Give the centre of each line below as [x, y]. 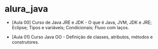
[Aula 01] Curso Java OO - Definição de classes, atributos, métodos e [82, 37]
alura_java [26, 9]
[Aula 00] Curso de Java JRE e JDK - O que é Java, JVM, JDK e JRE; [82, 22]
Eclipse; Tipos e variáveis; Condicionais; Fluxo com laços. [70, 27]
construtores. [25, 42]
